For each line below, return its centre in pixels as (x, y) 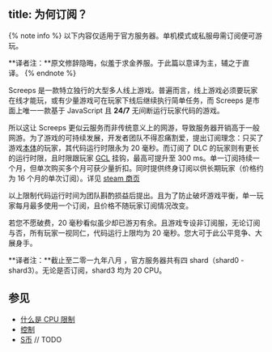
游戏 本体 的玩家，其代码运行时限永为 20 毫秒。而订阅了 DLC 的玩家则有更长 (134, 147)
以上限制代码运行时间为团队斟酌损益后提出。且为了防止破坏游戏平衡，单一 (132, 195)
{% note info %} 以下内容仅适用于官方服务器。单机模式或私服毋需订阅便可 (132, 36)
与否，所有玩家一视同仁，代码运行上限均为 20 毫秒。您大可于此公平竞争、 (132, 232)
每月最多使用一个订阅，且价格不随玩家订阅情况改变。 (104, 206)
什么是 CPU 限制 (47, 319)
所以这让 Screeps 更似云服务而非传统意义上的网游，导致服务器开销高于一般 (134, 127)
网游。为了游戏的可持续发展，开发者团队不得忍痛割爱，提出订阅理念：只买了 (136, 138)
